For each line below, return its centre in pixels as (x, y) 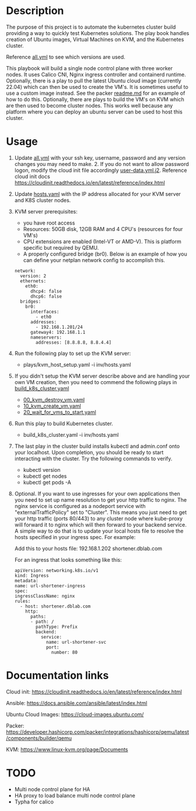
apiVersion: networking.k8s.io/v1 (56, 570)
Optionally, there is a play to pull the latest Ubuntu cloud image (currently (94, 81)
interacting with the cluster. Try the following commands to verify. (93, 458)
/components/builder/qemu (39, 738)
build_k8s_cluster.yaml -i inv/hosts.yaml (71, 434)
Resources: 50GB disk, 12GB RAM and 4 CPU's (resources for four (103, 229)
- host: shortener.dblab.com (55, 606)
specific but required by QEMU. (61, 247)
